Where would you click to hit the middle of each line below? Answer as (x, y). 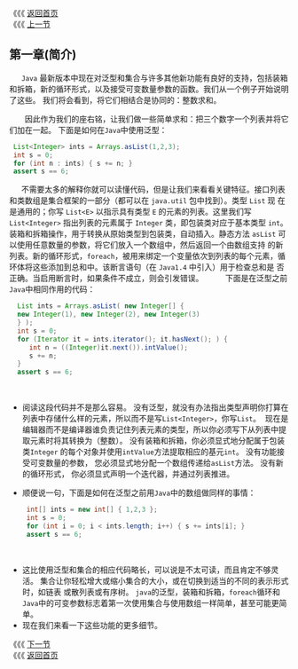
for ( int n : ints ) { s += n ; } (73, 163)
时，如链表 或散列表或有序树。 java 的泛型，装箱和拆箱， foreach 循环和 (151, 592)
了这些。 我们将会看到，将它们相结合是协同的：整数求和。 (115, 99)
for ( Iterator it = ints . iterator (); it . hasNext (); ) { (122, 339)
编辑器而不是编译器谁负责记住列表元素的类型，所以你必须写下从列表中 (150, 429)
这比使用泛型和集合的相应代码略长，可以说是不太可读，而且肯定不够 (146, 570)
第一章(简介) (43, 55)
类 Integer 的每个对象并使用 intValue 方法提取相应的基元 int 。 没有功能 (149, 452)
